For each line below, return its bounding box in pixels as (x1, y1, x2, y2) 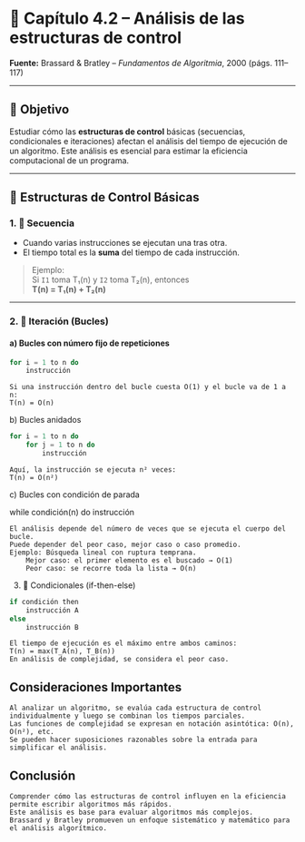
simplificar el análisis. (9, 743, 107, 752)
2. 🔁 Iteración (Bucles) (9, 315, 109, 328)
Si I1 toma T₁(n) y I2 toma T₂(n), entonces (31, 274, 190, 285)
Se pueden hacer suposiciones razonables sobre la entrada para (9, 735, 258, 745)
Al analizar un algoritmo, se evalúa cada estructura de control (9, 703, 261, 713)
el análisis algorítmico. (9, 824, 107, 833)
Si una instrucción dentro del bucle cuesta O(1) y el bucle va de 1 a (9, 383, 286, 392)
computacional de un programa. (9, 154, 130, 166)
